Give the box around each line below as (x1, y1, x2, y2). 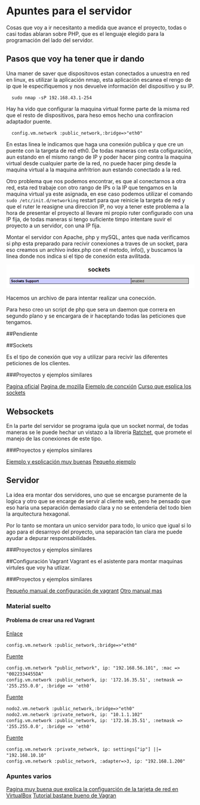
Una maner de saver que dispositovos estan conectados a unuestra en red (6, 70, 190, 77)
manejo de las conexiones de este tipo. (6, 435, 103, 442)
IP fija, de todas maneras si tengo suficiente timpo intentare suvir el (6, 215, 172, 223)
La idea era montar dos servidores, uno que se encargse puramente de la (6, 491, 187, 498)
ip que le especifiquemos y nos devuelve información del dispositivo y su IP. (6, 82, 194, 90)
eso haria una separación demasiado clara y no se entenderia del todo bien (6, 504, 192, 511)
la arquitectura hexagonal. (6, 510, 70, 517)
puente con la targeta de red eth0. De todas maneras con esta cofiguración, (6, 147, 193, 154)
